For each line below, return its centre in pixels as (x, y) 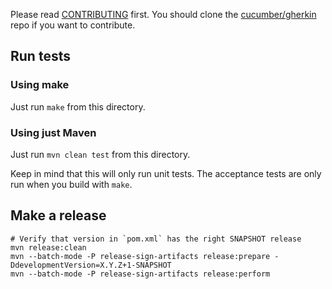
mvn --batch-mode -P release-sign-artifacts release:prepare (140, 256)
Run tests (40, 56)
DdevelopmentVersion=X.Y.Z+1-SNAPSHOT (91, 265)
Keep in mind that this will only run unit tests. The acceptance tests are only (166, 173)
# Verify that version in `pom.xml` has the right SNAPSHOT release (156, 239)
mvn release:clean (48, 247)
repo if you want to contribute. (73, 25)
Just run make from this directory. (78, 106)
